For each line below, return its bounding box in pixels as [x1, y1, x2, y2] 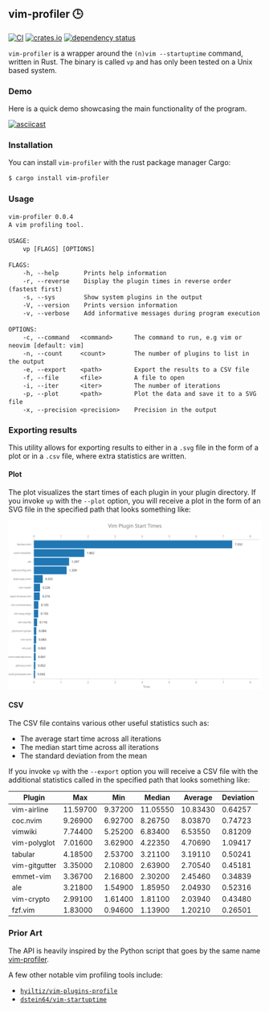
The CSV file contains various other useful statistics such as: [8, 718, 210, 727]
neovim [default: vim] [8, 341, 84, 349]
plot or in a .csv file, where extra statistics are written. [8, 450, 187, 461]
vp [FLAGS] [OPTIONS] [22, 245, 95, 253]
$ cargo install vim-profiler [8, 175, 110, 183]
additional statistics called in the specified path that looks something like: [8, 775, 251, 784]
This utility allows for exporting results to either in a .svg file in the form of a [8, 442, 259, 452]
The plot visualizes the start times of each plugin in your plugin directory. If [8, 487, 256, 497]
